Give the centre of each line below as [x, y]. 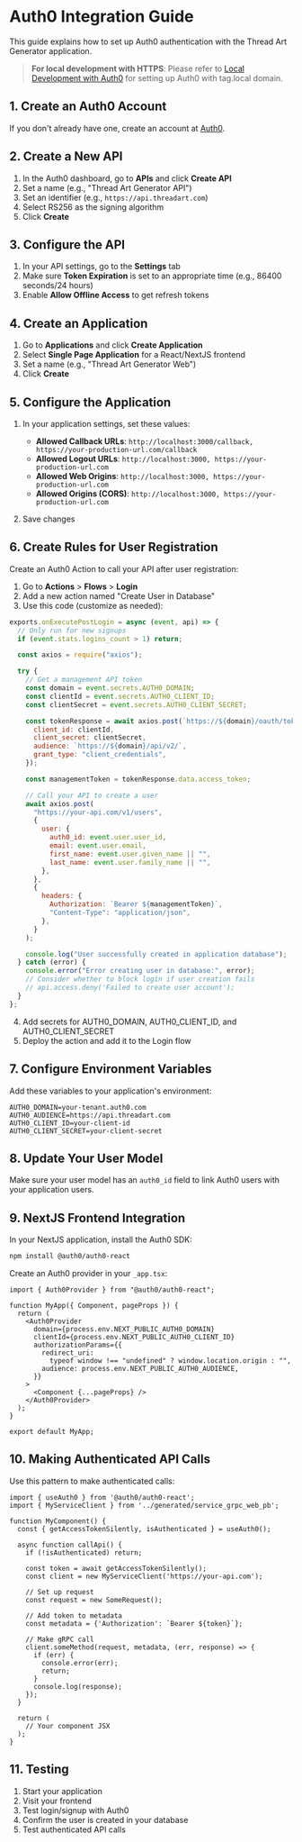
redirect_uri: [68, 1353]
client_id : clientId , [74, 730]
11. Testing [39, 1769]
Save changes [49, 519]
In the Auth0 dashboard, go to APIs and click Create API [127, 178]
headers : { [62, 896]
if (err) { [53, 1655]
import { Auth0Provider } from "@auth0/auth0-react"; [112, 1290]
